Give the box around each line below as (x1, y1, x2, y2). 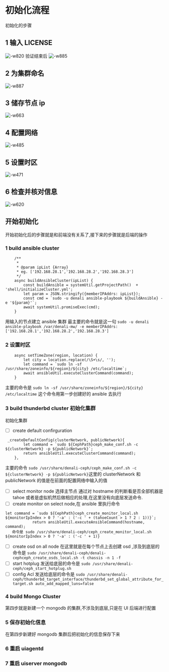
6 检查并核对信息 (5, 187, 58, 196)
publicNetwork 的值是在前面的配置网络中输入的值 (5, 477, 108, 483)
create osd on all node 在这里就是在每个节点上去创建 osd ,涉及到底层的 (12, 543, 160, 549)
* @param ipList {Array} (16, 265, 69, 270)
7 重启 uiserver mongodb (5, 660, 67, 667)
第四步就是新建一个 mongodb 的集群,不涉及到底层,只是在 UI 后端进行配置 (5, 605, 156, 611)
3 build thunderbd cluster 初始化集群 (5, 405, 96, 412)
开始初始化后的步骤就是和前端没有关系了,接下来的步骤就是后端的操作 (5, 231, 148, 237)
